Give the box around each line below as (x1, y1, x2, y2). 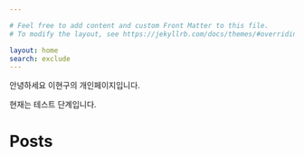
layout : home (9, 46, 59, 55)
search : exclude (9, 54, 71, 63)
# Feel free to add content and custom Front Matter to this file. (9, 21, 270, 30)
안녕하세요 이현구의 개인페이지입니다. (9, 80, 140, 91)
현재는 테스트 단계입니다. (9, 99, 97, 110)
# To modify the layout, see (9, 29, 119, 39)
